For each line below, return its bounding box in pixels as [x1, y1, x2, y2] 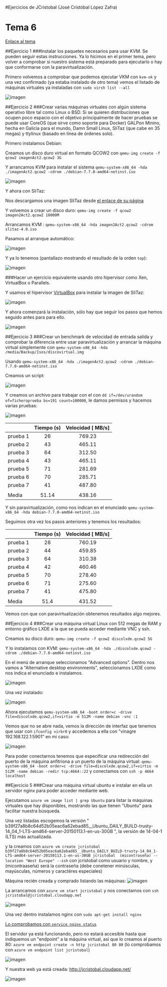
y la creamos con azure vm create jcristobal [5, 843, 100, 849]
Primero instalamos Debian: [5, 140, 62, 146]
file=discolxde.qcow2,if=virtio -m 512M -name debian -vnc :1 [5, 714, 138, 719]
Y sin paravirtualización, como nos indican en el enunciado [5, 504, 127, 511]
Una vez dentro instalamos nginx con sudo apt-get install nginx [5, 911, 142, 917]
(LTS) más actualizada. [5, 834, 53, 840]
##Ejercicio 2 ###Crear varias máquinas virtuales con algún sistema [5, 104, 146, 110]
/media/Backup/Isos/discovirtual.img [5, 350, 84, 355]
